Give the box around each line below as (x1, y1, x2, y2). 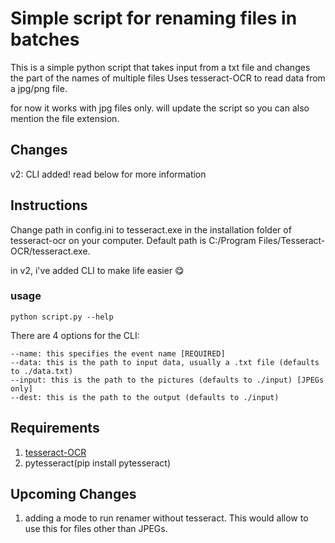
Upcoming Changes (10, 486, 137, 503)
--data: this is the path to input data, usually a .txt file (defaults (10, 357, 320, 367)
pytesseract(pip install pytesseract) (24, 457, 172, 469)
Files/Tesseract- (258, 234, 326, 246)
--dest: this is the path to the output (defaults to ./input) (10, 392, 280, 402)
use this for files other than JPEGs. (24, 523, 168, 535)
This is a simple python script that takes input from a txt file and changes (10, 61, 311, 73)
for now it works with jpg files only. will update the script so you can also (10, 102, 310, 114)
